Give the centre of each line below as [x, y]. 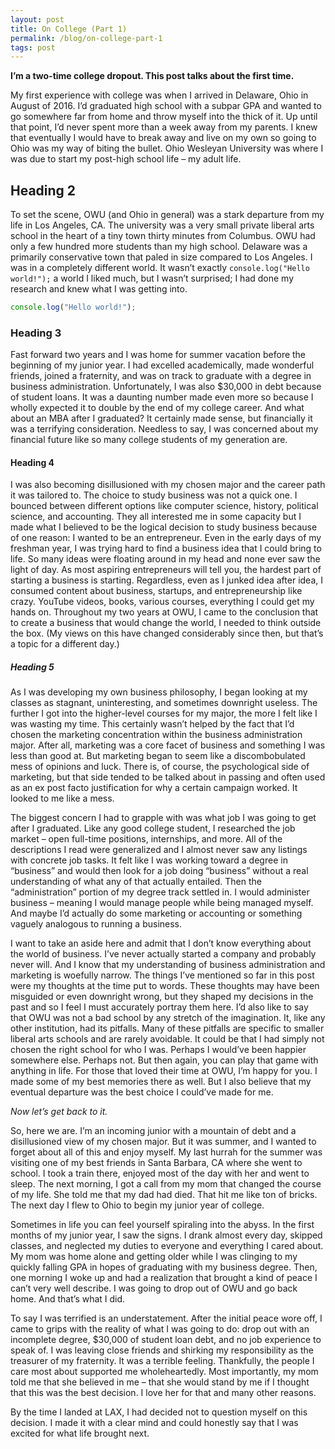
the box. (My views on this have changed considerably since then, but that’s [167, 633]
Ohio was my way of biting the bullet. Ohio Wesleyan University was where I [167, 148]
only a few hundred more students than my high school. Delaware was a [159, 247]
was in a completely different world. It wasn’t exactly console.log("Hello [160, 268]
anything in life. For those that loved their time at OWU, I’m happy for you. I [164, 1071]
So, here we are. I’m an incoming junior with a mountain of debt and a [153, 1131]
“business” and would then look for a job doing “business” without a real [159, 871]
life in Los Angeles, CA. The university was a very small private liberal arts [162, 225]
